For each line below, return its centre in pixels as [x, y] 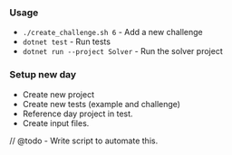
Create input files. [56, 123]
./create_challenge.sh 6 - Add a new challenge [112, 32]
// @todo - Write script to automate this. [84, 141]
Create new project [58, 94]
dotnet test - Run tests [67, 41]
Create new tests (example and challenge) [101, 104]
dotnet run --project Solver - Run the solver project [123, 51]
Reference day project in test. [77, 114]
